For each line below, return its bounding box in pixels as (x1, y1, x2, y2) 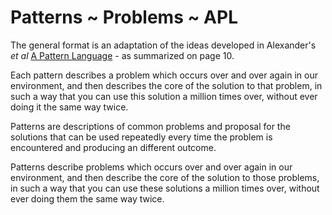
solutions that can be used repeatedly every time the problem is (10, 131, 273, 143)
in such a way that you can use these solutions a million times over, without (10, 182, 320, 194)
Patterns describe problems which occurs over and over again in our (10, 161, 293, 173)
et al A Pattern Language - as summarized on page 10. (10, 49, 235, 61)
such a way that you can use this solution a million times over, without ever (10, 90, 318, 102)
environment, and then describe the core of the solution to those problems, (10, 171, 320, 183)
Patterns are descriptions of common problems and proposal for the (10, 120, 291, 132)
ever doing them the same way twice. (10, 192, 165, 205)
